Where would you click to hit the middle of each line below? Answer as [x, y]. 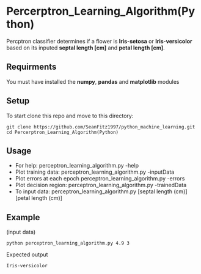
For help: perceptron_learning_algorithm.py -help [77, 166]
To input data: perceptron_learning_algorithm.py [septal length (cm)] [101, 191]
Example [23, 217]
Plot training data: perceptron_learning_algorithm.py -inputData [95, 172]
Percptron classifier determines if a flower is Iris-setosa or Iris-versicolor [99, 41]
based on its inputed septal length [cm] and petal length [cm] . [86, 48]
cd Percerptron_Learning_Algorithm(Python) [63, 132]
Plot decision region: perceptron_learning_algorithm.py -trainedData [101, 185]
